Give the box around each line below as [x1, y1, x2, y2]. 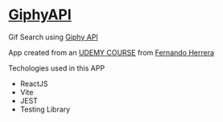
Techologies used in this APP [8, 63, 105, 73]
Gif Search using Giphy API [8, 32, 98, 42]
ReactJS [19, 79, 48, 88]
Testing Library [19, 104, 71, 114]
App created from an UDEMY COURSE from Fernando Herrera [8, 47, 215, 57]
